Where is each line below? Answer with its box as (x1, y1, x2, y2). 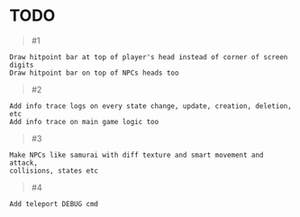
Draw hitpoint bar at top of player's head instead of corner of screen (9, 52, 288, 61)
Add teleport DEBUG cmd (9, 199, 99, 208)
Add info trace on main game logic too (9, 117, 159, 126)
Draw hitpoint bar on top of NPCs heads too (9, 68, 179, 77)
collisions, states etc (9, 166, 99, 176)
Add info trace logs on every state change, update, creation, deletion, (9, 101, 293, 111)
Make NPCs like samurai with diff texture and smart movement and (9, 150, 264, 159)
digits (9, 60, 34, 69)
